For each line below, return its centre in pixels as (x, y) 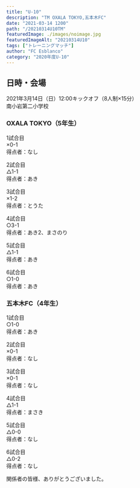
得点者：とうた (25, 205)
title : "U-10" (24, 12)
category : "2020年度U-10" (38, 57)
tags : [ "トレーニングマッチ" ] (40, 46)
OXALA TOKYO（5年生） (43, 124)
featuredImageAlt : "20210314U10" (48, 40)
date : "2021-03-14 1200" (37, 23)
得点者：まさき (25, 412)
